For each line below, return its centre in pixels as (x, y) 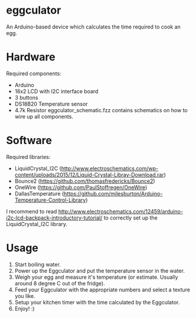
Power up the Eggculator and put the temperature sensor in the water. (99, 271)
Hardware (31, 57)
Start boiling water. (37, 264)
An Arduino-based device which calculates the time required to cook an (94, 27)
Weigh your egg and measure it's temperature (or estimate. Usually (96, 277)
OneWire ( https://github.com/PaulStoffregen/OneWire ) (81, 187)
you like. (25, 296)
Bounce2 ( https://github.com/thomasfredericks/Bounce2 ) (85, 181)
